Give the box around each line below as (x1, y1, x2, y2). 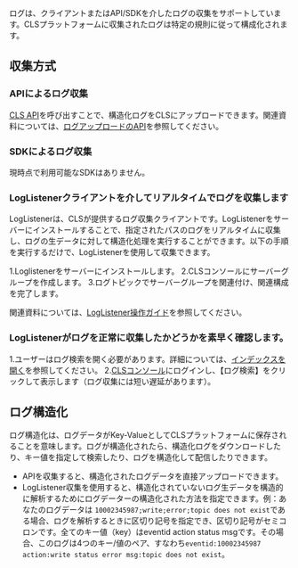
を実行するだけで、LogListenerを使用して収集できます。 (9, 247, 215, 258)
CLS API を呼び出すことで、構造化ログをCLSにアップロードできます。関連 (9, 110, 279, 120)
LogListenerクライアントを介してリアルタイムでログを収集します (9, 191, 289, 203)
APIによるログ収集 (9, 87, 89, 100)
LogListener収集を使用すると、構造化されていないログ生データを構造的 (21, 482, 284, 493)
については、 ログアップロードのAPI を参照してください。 (16, 120, 224, 131)
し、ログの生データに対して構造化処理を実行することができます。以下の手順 (9, 235, 289, 247)
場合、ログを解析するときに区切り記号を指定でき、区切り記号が (29, 515, 264, 526)
